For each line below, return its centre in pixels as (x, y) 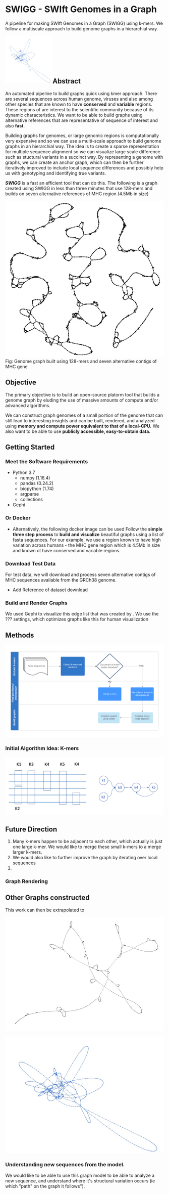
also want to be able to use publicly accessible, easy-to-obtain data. (78, 431)
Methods (20, 635)
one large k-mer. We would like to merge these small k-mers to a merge (87, 847)
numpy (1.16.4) (35, 478)
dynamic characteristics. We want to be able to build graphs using (74, 115)
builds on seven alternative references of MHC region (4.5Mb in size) (77, 194)
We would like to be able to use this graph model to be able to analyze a (80, 1176)
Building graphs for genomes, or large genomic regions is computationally (82, 136)
